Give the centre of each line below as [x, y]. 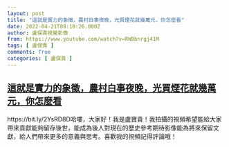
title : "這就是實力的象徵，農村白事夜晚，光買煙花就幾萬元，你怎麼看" [96, 20]
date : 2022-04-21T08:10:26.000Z [54, 26]
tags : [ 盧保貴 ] [30, 46]
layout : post [26, 13]
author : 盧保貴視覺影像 [38, 33]
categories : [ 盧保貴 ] [40, 59]
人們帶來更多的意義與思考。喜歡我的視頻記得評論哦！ [101, 136]
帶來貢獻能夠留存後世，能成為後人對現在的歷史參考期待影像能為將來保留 [110, 128]
